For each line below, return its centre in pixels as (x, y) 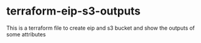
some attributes (26, 34)
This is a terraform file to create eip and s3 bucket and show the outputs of (101, 28)
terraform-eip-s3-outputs (74, 11)
